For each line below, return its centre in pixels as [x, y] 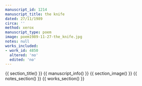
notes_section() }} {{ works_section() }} [45, 79]
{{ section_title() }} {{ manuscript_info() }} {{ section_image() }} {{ [71, 73]
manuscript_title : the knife [35, 14]
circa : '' [15, 23]
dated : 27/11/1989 [24, 19]
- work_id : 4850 [22, 50]
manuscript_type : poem [28, 32]
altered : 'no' [24, 55]
